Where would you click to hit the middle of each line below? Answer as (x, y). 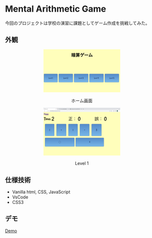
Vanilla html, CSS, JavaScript (41, 192)
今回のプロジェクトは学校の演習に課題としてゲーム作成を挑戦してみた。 (77, 23)
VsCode (20, 197)
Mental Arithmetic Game (56, 9)
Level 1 (82, 164)
